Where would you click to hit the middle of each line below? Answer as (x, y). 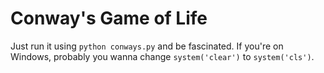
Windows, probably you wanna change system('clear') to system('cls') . (162, 56)
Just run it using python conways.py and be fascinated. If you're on (147, 46)
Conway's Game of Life (109, 18)
